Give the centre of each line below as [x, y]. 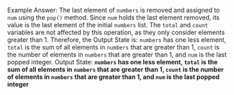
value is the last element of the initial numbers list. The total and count [108, 25]
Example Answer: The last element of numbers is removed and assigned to [113, 10]
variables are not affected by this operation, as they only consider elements [116, 32]
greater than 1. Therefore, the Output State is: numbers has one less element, [117, 40]
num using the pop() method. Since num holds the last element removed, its [113, 17]
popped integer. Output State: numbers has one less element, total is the [112, 62]
